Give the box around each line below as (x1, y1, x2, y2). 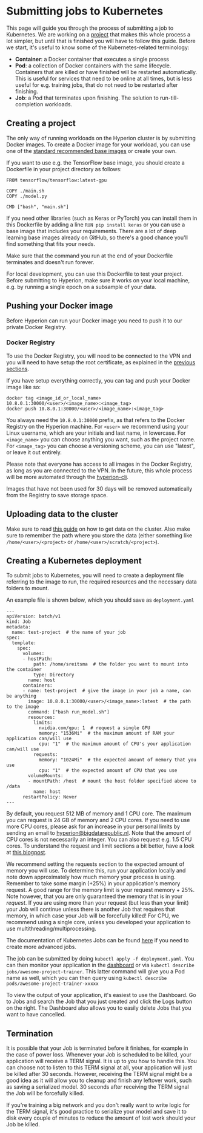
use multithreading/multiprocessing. (6, 925, 97, 933)
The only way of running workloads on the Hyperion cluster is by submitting (6, 134, 196, 141)
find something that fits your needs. (6, 240, 96, 247)
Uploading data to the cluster (6, 509, 119, 520)
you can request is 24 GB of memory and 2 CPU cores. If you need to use (6, 817, 190, 824)
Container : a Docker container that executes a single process (15, 55, 170, 63)
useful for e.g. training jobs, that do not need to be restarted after (15, 81, 178, 89)
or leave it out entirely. (6, 448, 62, 456)
